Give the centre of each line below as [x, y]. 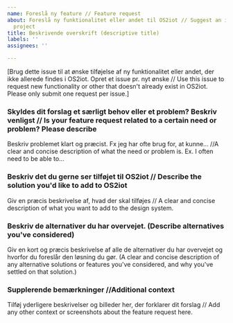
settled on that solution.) [42, 272]
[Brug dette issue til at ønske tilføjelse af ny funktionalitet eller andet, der [111, 71]
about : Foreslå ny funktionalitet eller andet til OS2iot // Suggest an [114, 20]
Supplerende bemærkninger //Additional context [91, 290]
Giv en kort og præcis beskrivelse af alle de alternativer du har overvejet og [115, 250]
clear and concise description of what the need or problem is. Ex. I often [110, 151]
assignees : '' [28, 46]
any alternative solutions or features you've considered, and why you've [110, 264]
